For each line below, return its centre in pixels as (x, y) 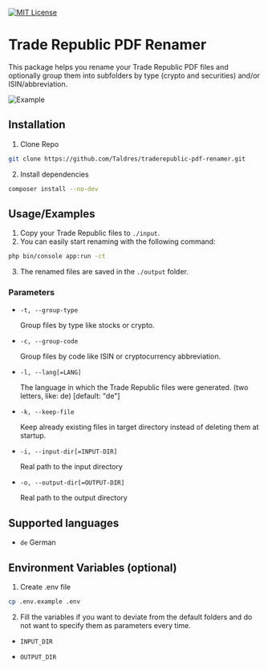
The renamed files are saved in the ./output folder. (104, 272)
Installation (37, 125)
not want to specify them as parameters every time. (105, 625)
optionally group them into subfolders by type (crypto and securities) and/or (134, 75)
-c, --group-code (49, 342)
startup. (33, 436)
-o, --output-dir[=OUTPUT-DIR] (72, 483)
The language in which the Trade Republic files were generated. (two (134, 387)
